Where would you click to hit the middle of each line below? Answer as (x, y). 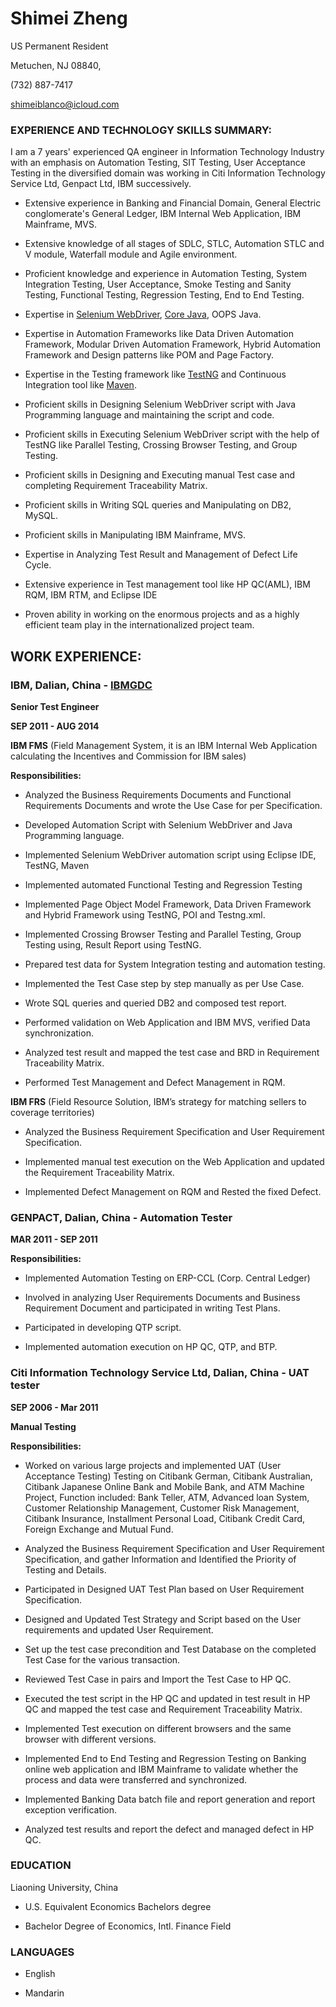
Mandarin (44, 1993)
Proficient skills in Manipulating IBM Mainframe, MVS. (135, 535)
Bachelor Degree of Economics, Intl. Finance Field (128, 1926)
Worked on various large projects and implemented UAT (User (153, 1465)
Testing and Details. (65, 1569)
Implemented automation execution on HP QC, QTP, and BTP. (151, 1347)
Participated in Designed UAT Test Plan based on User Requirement (164, 1589)
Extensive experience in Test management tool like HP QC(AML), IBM (167, 584)
